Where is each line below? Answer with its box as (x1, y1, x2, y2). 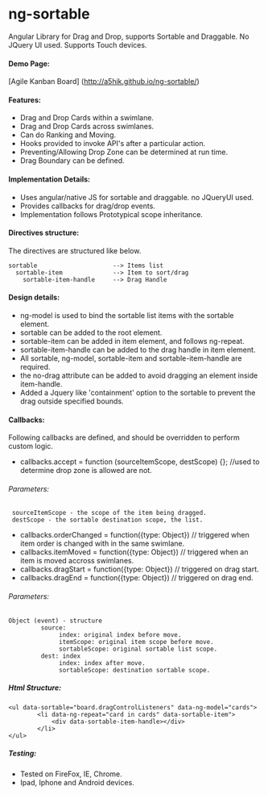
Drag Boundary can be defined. (19, 156, 125, 165)
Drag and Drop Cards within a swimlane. (19, 113, 155, 123)
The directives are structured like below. (8, 245, 142, 255)
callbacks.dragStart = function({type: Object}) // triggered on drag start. (19, 564, 259, 574)
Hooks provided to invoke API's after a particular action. (19, 139, 206, 149)
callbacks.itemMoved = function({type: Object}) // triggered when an (19, 547, 249, 557)
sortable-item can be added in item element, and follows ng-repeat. (19, 336, 245, 345)
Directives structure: (8, 228, 80, 238)
